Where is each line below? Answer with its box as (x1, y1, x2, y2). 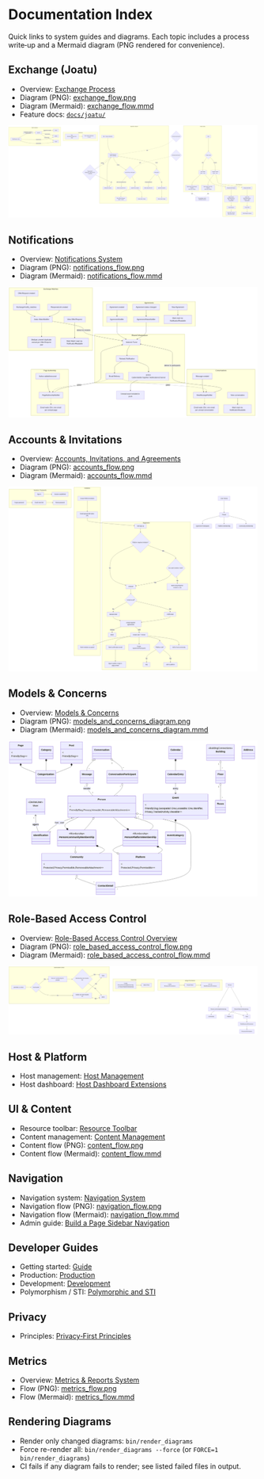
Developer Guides (8, 1241, 99, 1255)
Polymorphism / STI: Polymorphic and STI (19, 1287, 157, 1297)
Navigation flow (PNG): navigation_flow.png (19, 1201, 162, 1210)
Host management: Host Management (19, 1072, 145, 1081)
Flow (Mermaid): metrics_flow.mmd (19, 1393, 135, 1402)
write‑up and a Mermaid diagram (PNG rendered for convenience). (8, 40, 225, 49)
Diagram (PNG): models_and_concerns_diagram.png (19, 716, 191, 726)
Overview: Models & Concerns (19, 708, 119, 717)
